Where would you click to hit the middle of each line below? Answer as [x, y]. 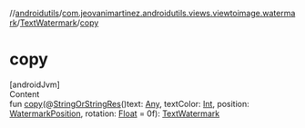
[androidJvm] [35, 84]
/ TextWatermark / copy [58, 23]
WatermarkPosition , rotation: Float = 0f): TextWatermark [115, 113]
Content [25, 94]
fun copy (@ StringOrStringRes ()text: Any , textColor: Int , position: [130, 103]
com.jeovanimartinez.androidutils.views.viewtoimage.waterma [179, 13]
